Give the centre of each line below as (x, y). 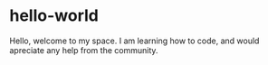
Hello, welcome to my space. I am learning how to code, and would (134, 41)
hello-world (54, 16)
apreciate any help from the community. (84, 50)
